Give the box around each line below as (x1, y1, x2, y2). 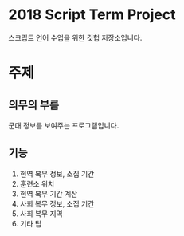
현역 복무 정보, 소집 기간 (19, 169, 95, 179)
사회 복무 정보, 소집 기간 (19, 199, 95, 208)
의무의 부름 (8, 98, 60, 112)
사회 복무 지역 (19, 209, 63, 218)
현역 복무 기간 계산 (19, 189, 78, 199)
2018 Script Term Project (8, 6, 176, 24)
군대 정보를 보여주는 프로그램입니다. (8, 120, 119, 130)
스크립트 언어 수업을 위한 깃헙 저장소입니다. (8, 33, 143, 42)
